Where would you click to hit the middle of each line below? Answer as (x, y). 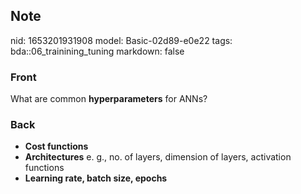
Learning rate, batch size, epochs (96, 178)
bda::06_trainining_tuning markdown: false (97, 51)
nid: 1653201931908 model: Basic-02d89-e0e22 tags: (121, 40)
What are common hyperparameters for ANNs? (109, 99)
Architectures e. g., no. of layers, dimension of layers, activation (158, 157)
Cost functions (56, 146)
